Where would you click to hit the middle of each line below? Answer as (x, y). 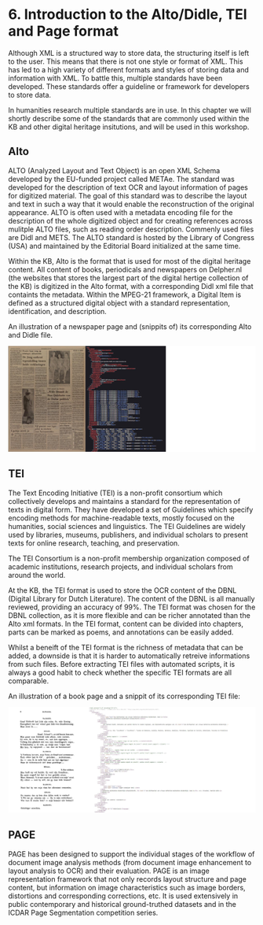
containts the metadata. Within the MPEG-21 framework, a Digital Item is (125, 294)
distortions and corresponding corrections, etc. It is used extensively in (123, 896)
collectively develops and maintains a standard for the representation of (124, 501)
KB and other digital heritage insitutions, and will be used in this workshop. (129, 127)
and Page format (64, 31)
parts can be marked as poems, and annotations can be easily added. (121, 632)
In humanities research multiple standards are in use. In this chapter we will (130, 110)
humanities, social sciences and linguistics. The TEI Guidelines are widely (127, 526)
